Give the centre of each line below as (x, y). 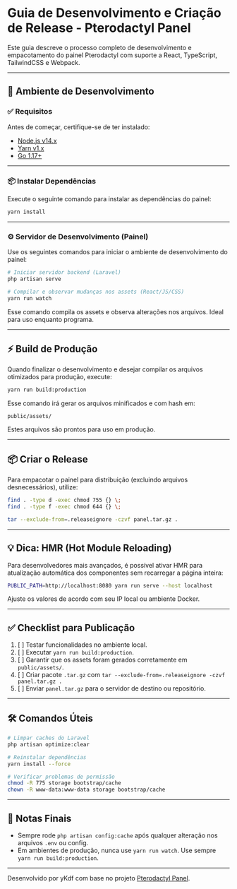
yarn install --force (39, 764)
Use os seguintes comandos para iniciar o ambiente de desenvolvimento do (117, 252)
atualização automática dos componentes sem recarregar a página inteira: (115, 573)
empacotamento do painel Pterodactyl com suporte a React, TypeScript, (112, 55)
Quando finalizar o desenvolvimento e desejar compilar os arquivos (105, 369)
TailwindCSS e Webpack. (44, 62)
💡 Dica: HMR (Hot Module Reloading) (90, 548)
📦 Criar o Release (48, 459)
